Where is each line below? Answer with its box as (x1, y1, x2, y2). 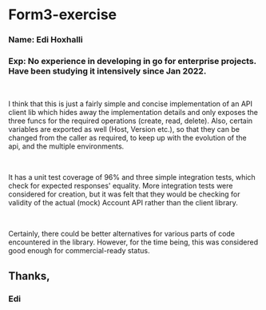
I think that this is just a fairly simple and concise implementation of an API (8, 99, 253, 109)
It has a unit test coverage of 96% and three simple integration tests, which (8, 173, 256, 182)
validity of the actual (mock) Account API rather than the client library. (8, 198, 238, 208)
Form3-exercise (8, 6, 117, 24)
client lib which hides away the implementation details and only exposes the (8, 108, 258, 117)
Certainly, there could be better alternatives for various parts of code (8, 229, 236, 239)
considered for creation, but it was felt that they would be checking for (8, 189, 241, 199)
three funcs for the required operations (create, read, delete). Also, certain (8, 116, 253, 125)
